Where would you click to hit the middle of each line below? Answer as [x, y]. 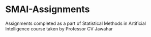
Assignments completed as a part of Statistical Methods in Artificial [76, 23]
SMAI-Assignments [48, 9]
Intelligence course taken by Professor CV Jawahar [59, 28]
